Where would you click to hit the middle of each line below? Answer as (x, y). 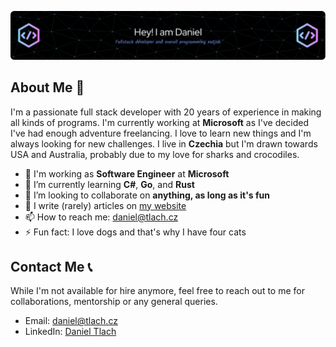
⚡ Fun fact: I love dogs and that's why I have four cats (135, 232)
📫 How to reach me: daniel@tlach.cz (101, 217)
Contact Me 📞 (51, 266)
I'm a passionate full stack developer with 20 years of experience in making (166, 112)
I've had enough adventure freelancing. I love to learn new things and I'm (161, 133)
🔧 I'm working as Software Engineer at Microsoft (127, 173)
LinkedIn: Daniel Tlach (70, 332)
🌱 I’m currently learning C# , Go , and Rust (109, 184)
